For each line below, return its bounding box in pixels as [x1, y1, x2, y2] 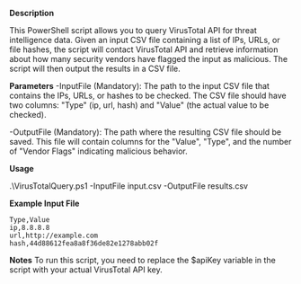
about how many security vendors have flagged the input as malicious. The [9, 54, 288, 64]
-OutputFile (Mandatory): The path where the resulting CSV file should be [9, 127, 282, 138]
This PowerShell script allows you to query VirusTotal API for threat [9, 25, 258, 35]
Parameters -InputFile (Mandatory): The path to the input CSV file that [9, 81, 270, 91]
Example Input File [9, 198, 80, 209]
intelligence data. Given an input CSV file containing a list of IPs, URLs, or [9, 35, 280, 45]
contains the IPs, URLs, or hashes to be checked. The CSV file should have [9, 90, 287, 101]
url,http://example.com [9, 231, 99, 240]
